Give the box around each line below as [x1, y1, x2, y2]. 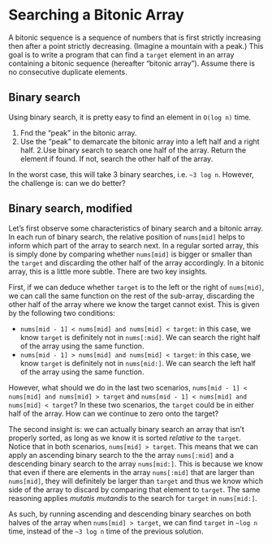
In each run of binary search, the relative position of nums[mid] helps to [8, 231, 245, 241]
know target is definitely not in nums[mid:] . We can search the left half [19, 358, 256, 368]
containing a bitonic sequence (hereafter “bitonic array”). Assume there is [8, 58, 256, 68]
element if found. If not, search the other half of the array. [19, 153, 214, 163]
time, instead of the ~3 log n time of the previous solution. [8, 526, 204, 536]
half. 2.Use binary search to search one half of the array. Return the [19, 145, 246, 155]
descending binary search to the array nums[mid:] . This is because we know [8, 459, 263, 468]
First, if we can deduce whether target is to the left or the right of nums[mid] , [8, 282, 265, 291]
